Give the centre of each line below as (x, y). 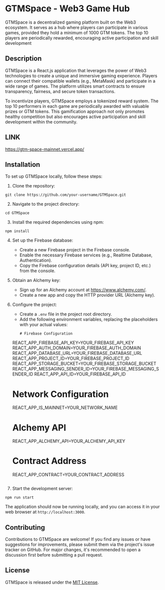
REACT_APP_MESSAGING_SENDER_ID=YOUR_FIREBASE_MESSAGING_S (85, 369)
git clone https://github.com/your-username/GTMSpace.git (66, 195)
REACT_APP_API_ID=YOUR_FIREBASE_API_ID (80, 374)
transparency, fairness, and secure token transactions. (60, 91)
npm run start (20, 497)
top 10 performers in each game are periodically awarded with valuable (77, 106)
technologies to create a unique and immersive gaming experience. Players (81, 76)
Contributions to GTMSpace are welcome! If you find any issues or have (78, 539)
